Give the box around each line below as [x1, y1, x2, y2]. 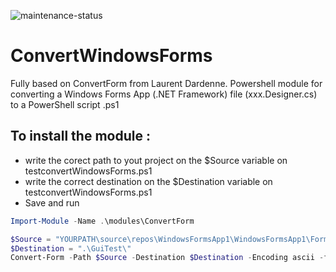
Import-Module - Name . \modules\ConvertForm [10, 216, 195, 226]
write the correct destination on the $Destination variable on [24, 175, 273, 187]
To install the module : [10, 128, 151, 145]
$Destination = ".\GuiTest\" [10, 243, 132, 254]
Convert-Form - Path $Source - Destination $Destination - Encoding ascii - [10, 253, 325, 263]
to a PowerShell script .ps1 [10, 98, 120, 110]
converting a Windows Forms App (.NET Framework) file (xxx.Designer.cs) [10, 88, 318, 100]
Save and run [24, 196, 80, 209]
